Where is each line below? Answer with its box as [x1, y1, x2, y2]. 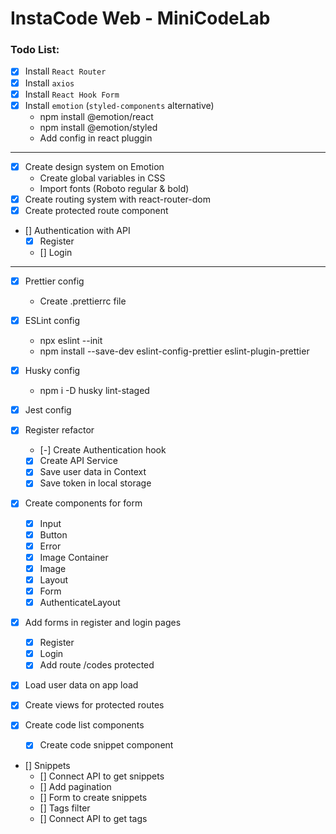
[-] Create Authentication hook [39, 444, 167, 456]
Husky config [24, 365, 81, 377]
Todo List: [10, 43, 60, 57]
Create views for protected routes [24, 699, 165, 711]
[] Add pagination [39, 780, 112, 792]
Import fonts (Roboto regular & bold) [39, 182, 190, 194]
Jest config [24, 404, 72, 416]
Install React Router [24, 65, 107, 77]
